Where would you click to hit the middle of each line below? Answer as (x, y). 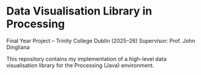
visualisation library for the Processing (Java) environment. (80, 65)
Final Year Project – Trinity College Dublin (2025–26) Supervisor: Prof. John (101, 41)
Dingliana (18, 47)
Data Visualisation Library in (79, 11)
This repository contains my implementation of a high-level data (86, 59)
